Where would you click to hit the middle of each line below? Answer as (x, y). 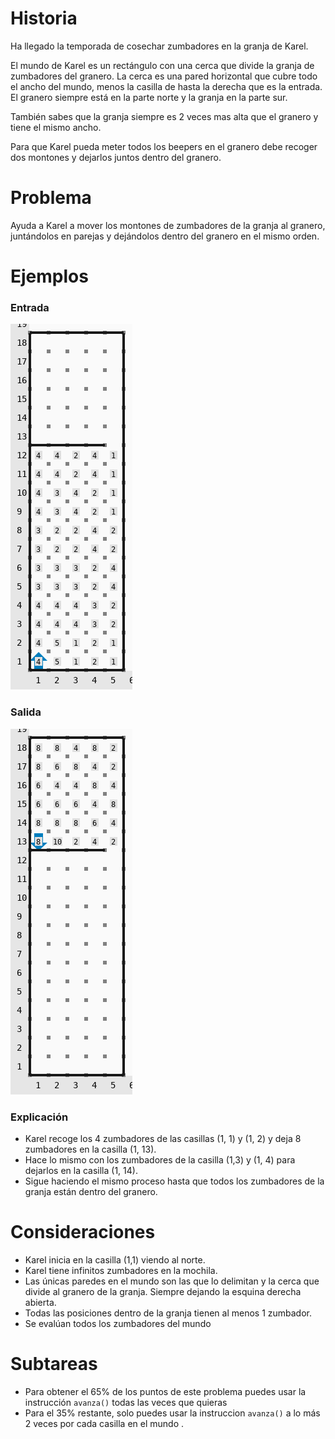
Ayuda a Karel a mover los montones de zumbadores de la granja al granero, (168, 225)
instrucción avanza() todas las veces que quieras (126, 1402)
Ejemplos (49, 276)
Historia (44, 18)
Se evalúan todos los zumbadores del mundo (118, 1323)
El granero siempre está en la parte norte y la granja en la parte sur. (149, 97)
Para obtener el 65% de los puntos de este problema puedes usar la (165, 1391)
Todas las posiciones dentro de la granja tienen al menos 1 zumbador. (168, 1313)
